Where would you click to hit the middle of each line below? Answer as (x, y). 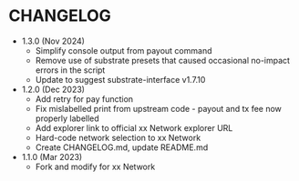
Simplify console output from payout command (124, 50)
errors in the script (70, 70)
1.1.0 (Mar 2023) (52, 156)
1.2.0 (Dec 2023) (53, 89)
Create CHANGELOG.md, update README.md (122, 147)
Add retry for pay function (84, 99)
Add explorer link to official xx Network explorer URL (134, 127)
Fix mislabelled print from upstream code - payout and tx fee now (158, 108)
